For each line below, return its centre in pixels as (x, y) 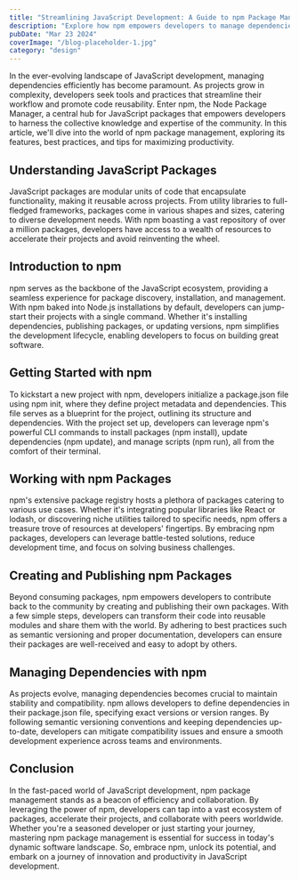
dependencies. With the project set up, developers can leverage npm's (139, 423)
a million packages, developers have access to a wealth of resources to (140, 229)
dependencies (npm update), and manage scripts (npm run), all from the (142, 441)
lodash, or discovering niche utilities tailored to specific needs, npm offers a (148, 519)
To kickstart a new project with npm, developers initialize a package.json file (149, 394)
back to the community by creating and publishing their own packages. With (149, 607)
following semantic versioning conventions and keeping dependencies (138, 722)
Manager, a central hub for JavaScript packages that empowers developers (148, 114)
